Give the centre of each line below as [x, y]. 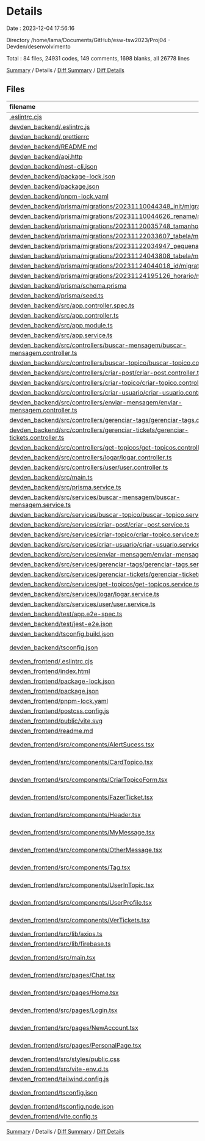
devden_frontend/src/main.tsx [52, 957]
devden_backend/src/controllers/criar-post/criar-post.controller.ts [106, 373]
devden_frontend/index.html [50, 671]
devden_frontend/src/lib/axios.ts [56, 934]
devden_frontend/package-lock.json [62, 681]
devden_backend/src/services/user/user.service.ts [82, 604]
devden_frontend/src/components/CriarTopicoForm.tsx [88, 779]
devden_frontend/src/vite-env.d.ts [59, 1069]
